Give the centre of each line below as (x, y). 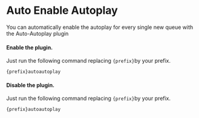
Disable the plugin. (31, 85)
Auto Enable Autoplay (62, 11)
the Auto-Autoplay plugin (38, 33)
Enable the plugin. (30, 47)
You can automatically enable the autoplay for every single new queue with (100, 27)
